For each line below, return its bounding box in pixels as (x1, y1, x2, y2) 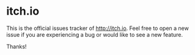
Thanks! (6, 43, 27, 50)
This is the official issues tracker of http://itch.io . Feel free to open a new (6, 24, 189, 32)
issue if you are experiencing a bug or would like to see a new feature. (6, 31, 183, 38)
